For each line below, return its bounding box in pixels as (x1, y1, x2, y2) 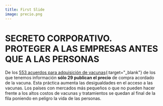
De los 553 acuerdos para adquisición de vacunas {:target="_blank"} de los (5, 69, 156, 76)
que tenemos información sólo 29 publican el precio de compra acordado (5, 75, 155, 81)
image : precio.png (5, 12, 42, 17)
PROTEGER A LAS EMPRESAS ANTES (5, 43, 159, 54)
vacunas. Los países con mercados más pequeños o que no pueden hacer (5, 85, 155, 91)
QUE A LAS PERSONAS (5, 53, 100, 64)
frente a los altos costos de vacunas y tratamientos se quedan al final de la (5, 90, 156, 96)
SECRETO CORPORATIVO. (5, 33, 112, 44)
